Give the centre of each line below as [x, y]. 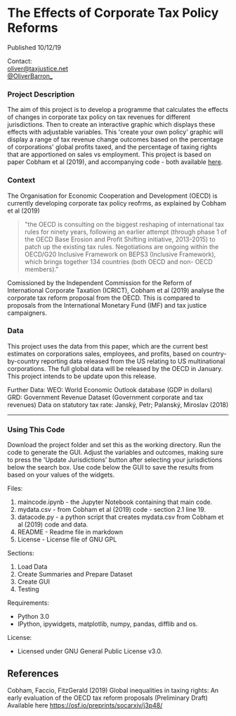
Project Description [41, 94]
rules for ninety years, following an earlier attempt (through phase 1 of [125, 232]
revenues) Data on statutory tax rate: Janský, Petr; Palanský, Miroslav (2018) [118, 404]
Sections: [21, 553]
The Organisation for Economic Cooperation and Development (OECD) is [112, 196]
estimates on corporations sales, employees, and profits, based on [104, 353]
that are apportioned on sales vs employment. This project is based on [110, 155]
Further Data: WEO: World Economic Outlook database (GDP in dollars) [110, 389]
